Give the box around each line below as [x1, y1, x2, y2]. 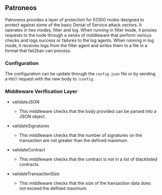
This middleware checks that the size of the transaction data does [19, 180, 151, 186]
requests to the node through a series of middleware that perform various [5, 32, 152, 38]
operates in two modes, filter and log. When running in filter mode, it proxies [5, 27, 157, 33]
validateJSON [12, 99, 40, 105]
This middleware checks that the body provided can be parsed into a [19, 109, 157, 114]
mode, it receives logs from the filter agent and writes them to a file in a [5, 42, 147, 48]
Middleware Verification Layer [5, 88, 77, 95]
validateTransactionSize [12, 171, 59, 177]
